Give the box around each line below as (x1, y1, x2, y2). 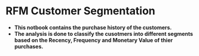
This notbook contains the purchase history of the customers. (14, 24, 172, 31)
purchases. (14, 43, 44, 50)
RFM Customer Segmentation (5, 4, 156, 18)
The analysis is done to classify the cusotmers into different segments (14, 30, 194, 37)
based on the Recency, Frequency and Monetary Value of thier (14, 36, 173, 43)
